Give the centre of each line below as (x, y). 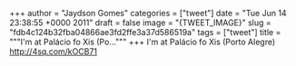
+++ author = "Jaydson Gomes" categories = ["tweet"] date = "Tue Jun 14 (148, 13)
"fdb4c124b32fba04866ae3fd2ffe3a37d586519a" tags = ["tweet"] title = (145, 32)
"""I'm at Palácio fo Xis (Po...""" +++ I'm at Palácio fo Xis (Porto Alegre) (143, 42)
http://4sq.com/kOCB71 (54, 52)
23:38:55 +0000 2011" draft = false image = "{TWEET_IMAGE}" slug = (141, 23)
